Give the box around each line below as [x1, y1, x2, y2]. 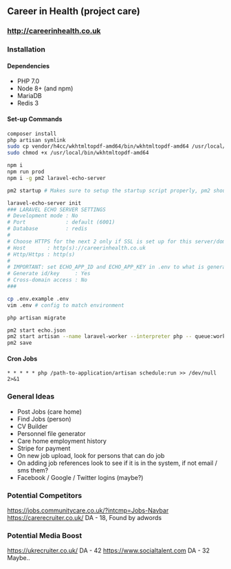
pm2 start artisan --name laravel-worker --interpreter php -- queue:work [7, 333, 226, 340]
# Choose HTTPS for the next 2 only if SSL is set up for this [7, 238, 192, 245]
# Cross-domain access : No [7, 277, 88, 283]
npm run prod [7, 168, 45, 175]
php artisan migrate [7, 314, 67, 321]
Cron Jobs [7, 355, 38, 363]
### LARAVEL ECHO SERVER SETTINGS [7, 206, 107, 213]
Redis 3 [16, 99, 39, 108]
